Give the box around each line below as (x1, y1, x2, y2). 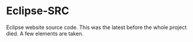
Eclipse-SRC (6, 4, 69, 18)
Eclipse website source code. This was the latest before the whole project (6, 24, 187, 31)
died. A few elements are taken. (6, 30, 84, 37)
